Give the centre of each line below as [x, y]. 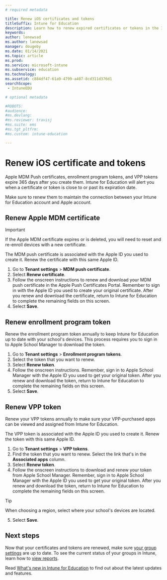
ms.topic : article [24, 56]
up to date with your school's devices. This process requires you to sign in [81, 340]
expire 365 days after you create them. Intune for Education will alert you [80, 182]
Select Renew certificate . [39, 275]
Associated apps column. [39, 459]
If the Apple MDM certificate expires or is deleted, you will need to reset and [83, 239]
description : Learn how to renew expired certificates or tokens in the [82, 28]
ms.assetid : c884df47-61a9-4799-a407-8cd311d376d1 [59, 79]
